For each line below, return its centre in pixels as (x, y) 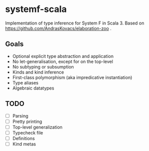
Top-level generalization (37, 127)
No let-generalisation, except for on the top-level (63, 61)
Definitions (23, 138)
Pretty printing (27, 121)
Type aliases (25, 82)
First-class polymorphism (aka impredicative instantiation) (72, 77)
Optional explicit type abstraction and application (63, 56)
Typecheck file (28, 132)
